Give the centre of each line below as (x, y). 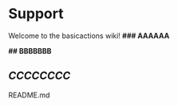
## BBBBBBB (30, 51)
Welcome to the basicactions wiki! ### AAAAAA (89, 36)
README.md (29, 95)
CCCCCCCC (40, 76)
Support (36, 14)
